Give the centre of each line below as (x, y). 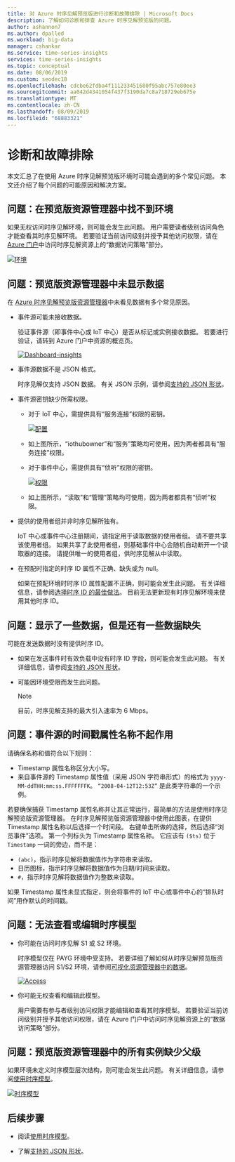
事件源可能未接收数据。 (51, 317)
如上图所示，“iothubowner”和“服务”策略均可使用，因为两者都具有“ (123, 444)
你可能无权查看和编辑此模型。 (60, 995)
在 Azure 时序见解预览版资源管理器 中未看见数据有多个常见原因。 (101, 302)
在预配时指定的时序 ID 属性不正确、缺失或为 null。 (90, 569)
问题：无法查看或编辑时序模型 (72, 925)
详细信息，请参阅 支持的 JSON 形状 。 (70, 667)
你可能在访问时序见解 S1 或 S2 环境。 (71, 943)
